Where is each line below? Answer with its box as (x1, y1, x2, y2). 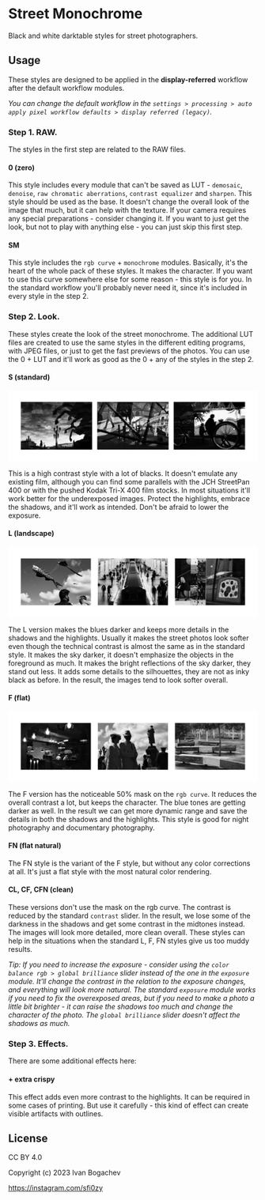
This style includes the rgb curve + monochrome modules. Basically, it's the (8, 258, 248, 267)
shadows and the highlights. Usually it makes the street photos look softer (8, 633, 249, 643)
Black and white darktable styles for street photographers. (8, 31, 199, 40)
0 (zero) (8, 163, 36, 172)
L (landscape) (8, 529, 55, 538)
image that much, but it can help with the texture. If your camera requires (8, 206, 247, 215)
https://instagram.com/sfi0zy (8, 1183, 104, 1193)
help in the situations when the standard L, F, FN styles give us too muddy (8, 936, 250, 945)
